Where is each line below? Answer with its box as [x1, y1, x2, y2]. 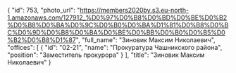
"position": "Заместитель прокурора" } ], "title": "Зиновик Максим [7, 51, 205, 59]
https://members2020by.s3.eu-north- [80, 6, 189, 14]
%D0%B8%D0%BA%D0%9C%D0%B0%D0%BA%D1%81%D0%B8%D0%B [7, 21, 229, 29]
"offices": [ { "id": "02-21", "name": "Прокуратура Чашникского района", [7, 44, 223, 51]
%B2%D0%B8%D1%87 [7, 36, 76, 44]
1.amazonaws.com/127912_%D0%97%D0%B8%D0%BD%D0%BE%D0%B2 [7, 13, 228, 22]
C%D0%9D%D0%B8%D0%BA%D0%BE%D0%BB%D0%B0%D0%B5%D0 [7, 28, 225, 36]
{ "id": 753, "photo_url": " [7, 6, 80, 14]
